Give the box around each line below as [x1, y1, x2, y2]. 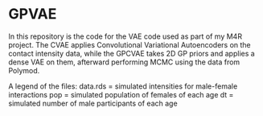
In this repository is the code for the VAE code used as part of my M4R [8, 31, 243, 41]
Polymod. [8, 65, 40, 75]
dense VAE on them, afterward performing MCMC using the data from [8, 57, 240, 67]
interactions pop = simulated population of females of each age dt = [8, 89, 234, 99]
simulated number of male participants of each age [8, 98, 179, 108]
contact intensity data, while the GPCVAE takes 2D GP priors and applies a [8, 48, 255, 58]
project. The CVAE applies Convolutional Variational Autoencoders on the [8, 39, 251, 49]
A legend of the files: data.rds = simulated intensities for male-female [8, 81, 238, 91]
